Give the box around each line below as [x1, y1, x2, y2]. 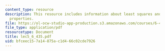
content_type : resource [5, 7, 54, 12]
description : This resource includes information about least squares [5, 12, 153, 17]
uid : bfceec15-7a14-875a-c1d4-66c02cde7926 [5, 39, 96, 44]
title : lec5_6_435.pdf [5, 34, 52, 39]
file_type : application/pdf [5, 25, 63, 30]
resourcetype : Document [5, 30, 54, 34]
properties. [9, 16, 34, 21]
